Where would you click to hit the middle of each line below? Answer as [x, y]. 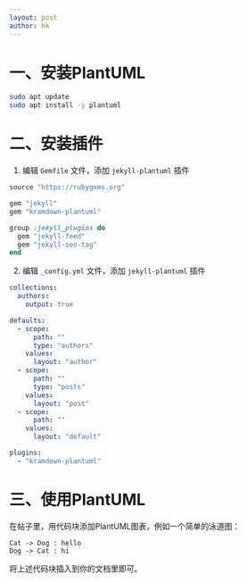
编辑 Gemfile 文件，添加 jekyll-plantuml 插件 [106, 170]
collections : [33, 288]
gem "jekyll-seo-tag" [57, 245]
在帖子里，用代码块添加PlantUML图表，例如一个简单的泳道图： [125, 526]
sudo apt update [39, 97]
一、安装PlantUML [78, 73]
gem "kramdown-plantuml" [55, 212]
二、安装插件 [57, 144]
